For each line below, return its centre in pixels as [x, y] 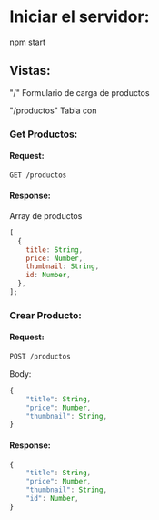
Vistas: [30, 71]
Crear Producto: [45, 315]
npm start [28, 42]
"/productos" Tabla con [53, 110]
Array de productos [46, 215]
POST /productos [40, 357]
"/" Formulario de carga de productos [79, 92]
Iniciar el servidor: [79, 17]
